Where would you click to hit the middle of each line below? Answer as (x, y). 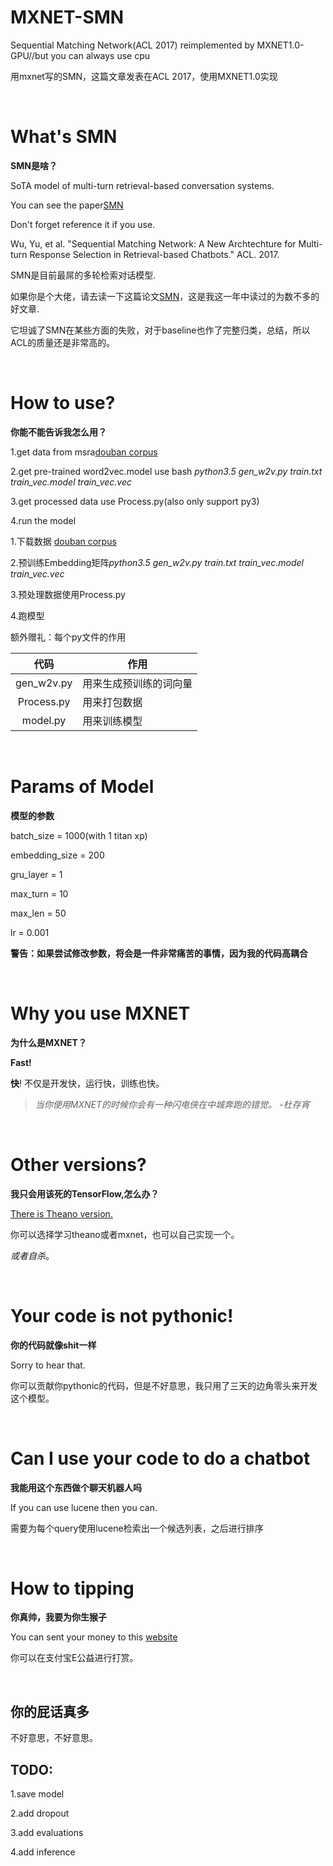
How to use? (63, 403)
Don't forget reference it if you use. (83, 224)
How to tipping (72, 1588)
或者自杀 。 (32, 1255)
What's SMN (64, 137)
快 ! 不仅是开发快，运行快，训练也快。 (87, 1083)
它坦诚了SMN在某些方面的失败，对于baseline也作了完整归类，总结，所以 (160, 330)
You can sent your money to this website (94, 1637)
